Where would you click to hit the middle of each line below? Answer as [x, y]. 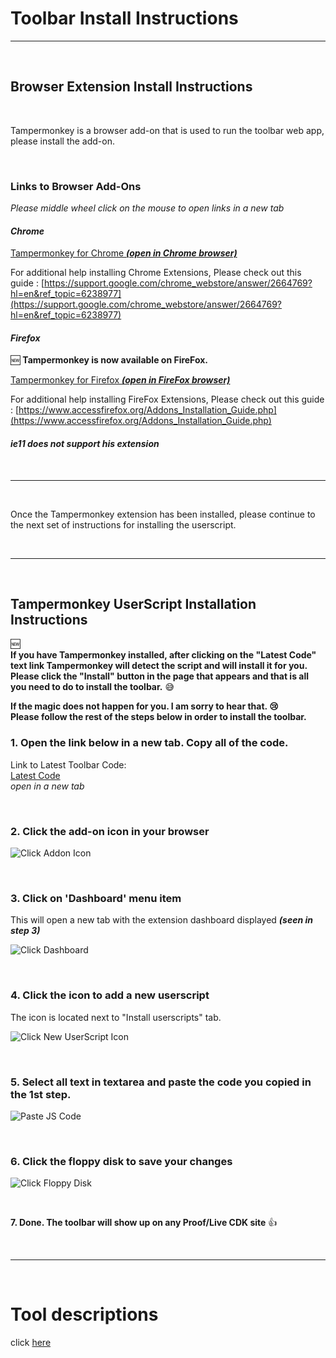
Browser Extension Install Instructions [131, 87]
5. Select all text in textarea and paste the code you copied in [161, 1082]
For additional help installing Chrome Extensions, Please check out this [156, 273]
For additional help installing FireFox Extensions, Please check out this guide [167, 399]
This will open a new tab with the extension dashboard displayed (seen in [161, 920]
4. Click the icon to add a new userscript [110, 995]
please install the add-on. [62, 141]
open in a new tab [47, 786]
